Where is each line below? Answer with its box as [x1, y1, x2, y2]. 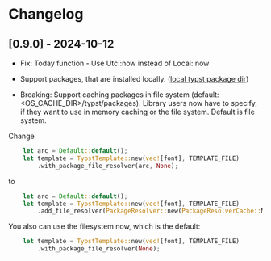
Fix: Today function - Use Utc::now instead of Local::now [19, 58, 210, 68]
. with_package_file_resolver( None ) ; [37, 245, 161, 253]
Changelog [8, 5, 84, 23]
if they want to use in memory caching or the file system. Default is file [19, 107, 256, 116]
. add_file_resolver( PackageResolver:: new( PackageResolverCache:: [37, 207, 262, 215]
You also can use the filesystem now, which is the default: [8, 221, 201, 231]
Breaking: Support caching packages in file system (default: [19, 90, 219, 99]
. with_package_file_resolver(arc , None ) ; [37, 162, 179, 170]
